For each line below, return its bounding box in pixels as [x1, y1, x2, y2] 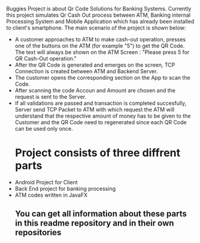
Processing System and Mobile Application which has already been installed [6, 18, 195, 25]
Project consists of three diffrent [14, 146, 181, 160]
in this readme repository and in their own [14, 218, 174, 229]
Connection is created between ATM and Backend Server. [14, 68, 158, 74]
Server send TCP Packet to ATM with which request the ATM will [14, 106, 175, 113]
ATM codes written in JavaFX [14, 191, 88, 199]
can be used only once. [14, 125, 73, 132]
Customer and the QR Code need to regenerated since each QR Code [14, 119, 187, 125]
